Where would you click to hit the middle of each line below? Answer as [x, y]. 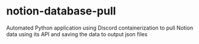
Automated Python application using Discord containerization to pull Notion [100, 28]
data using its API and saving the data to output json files [77, 34]
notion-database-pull [61, 11]
